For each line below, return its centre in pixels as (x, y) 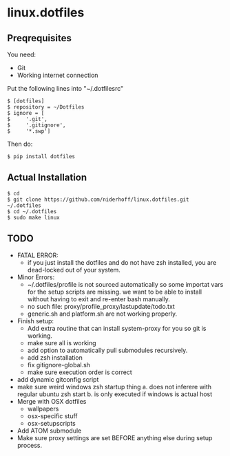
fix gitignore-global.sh (59, 365)
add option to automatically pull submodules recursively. (107, 350)
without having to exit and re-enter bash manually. (99, 299)
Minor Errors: (36, 277)
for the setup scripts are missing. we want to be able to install (114, 292)
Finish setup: (35, 321)
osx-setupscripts (51, 423)
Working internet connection (57, 75)
